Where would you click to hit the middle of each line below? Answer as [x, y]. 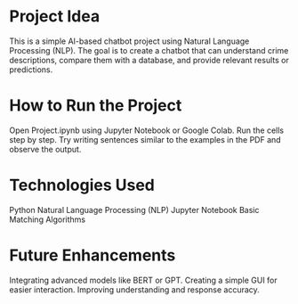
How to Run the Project [96, 106]
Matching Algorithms [48, 219]
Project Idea [55, 16]
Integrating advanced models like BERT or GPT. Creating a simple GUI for [143, 280]
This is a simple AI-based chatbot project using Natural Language [129, 41]
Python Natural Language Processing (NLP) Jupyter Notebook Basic [134, 210]
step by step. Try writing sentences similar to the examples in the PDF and [145, 139]
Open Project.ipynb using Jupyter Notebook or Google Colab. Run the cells [147, 130]
